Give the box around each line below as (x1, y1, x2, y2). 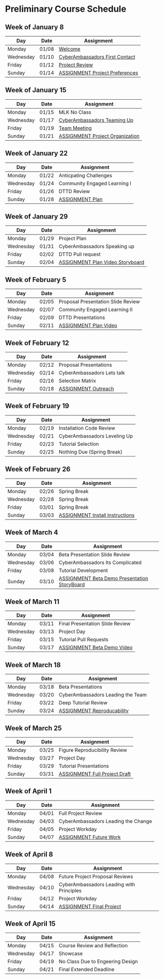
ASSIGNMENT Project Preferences (59, 69, 138, 76)
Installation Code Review (59, 424, 116, 431)
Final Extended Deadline (59, 966, 115, 973)
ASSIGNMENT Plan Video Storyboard (59, 259, 144, 266)
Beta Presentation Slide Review (59, 551, 130, 558)
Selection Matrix (59, 377, 96, 384)
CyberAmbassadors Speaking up (59, 243, 135, 250)
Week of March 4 (5, 528, 59, 537)
